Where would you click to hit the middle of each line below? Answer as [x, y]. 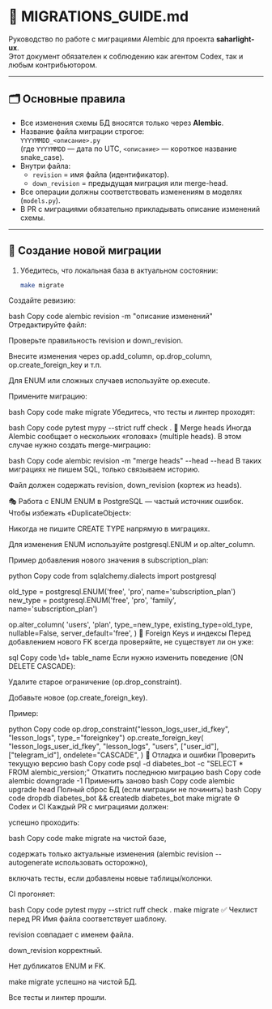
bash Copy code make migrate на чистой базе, [88, 839]
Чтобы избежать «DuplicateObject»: [70, 513]
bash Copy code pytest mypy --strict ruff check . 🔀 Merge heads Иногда [130, 428]
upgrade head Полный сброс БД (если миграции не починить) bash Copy [135, 790]
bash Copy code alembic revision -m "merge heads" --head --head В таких [135, 461]
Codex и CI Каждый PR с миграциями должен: [88, 807]
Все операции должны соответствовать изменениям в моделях [131, 192]
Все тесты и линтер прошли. [57, 998]
